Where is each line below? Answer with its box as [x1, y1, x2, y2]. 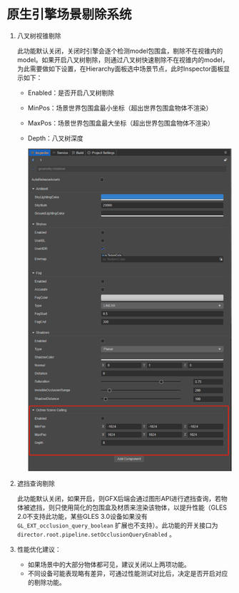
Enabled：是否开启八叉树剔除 [27, 88, 115, 97]
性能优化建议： [16, 545, 61, 553]
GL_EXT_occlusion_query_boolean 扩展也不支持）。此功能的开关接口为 [16, 521, 218, 530]
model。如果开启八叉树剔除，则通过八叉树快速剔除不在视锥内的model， [16, 55, 229, 64]
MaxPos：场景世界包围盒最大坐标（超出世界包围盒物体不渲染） [27, 118, 215, 127]
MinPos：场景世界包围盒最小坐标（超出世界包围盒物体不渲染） [27, 103, 213, 112]
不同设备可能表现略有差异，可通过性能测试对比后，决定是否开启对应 [27, 569, 228, 577]
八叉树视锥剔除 [16, 31, 61, 40]
